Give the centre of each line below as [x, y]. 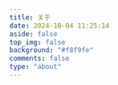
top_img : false [38, 42]
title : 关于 [30, 17]
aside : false [34, 34]
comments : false [39, 58]
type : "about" [36, 67]
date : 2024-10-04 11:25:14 [59, 26]
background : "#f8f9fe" [51, 50]
